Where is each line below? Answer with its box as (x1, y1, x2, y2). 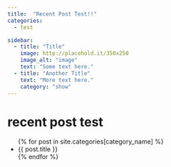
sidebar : (7, 36, 33, 44)
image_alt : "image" (20, 56, 78, 64)
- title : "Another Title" (14, 69, 91, 77)
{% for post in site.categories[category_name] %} (17, 137, 164, 146)
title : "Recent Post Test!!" (7, 10, 98, 18)
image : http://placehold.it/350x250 (20, 50, 130, 57)
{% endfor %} (17, 153, 59, 161)
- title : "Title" (14, 44, 66, 51)
